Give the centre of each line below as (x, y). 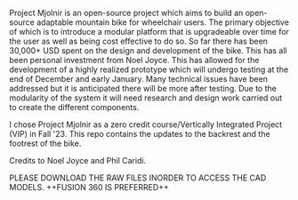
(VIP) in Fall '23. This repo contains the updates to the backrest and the (140, 134)
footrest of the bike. (45, 143)
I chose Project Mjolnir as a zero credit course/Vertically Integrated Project (146, 124)
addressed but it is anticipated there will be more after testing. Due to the (143, 88)
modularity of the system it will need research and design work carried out (146, 98)
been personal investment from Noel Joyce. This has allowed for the (134, 60)
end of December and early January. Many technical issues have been (139, 79)
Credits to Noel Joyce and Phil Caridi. (78, 160)
